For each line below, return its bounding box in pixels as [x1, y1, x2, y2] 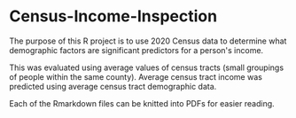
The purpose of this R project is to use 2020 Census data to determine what [9, 35, 287, 46]
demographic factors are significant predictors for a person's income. [9, 44, 264, 55]
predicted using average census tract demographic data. [9, 81, 217, 91]
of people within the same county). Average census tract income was [9, 71, 263, 82]
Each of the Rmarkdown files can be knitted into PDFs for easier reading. [9, 98, 275, 108]
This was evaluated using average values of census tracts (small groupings [9, 62, 284, 73]
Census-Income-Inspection [9, 6, 218, 27]
